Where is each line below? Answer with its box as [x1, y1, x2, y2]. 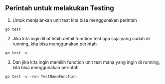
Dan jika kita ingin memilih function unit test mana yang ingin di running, [12, 59, 161, 65]
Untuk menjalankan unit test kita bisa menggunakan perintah [12, 17, 137, 23]
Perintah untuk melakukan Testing [5, 4, 115, 12]
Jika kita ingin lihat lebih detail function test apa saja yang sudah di [12, 35, 150, 41]
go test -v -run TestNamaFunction [5, 74, 77, 79]
